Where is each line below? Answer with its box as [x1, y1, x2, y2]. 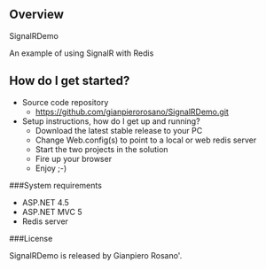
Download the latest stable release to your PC [35, 125, 203, 135]
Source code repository [21, 96, 109, 107]
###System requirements [9, 180, 102, 190]
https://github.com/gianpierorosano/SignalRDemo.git [35, 106, 229, 117]
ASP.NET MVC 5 [21, 206, 82, 217]
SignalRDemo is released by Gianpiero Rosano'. [9, 250, 183, 260]
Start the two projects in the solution [35, 143, 168, 154]
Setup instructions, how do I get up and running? [21, 115, 201, 127]
